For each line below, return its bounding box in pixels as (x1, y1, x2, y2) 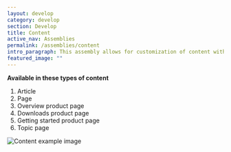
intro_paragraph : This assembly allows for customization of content (7, 49, 211, 56)
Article (16, 87, 36, 95)
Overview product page (16, 101, 85, 110)
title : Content (7, 29, 51, 36)
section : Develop (7, 23, 57, 30)
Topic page (16, 123, 49, 131)
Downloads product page (16, 109, 89, 117)
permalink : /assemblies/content (7, 42, 100, 49)
